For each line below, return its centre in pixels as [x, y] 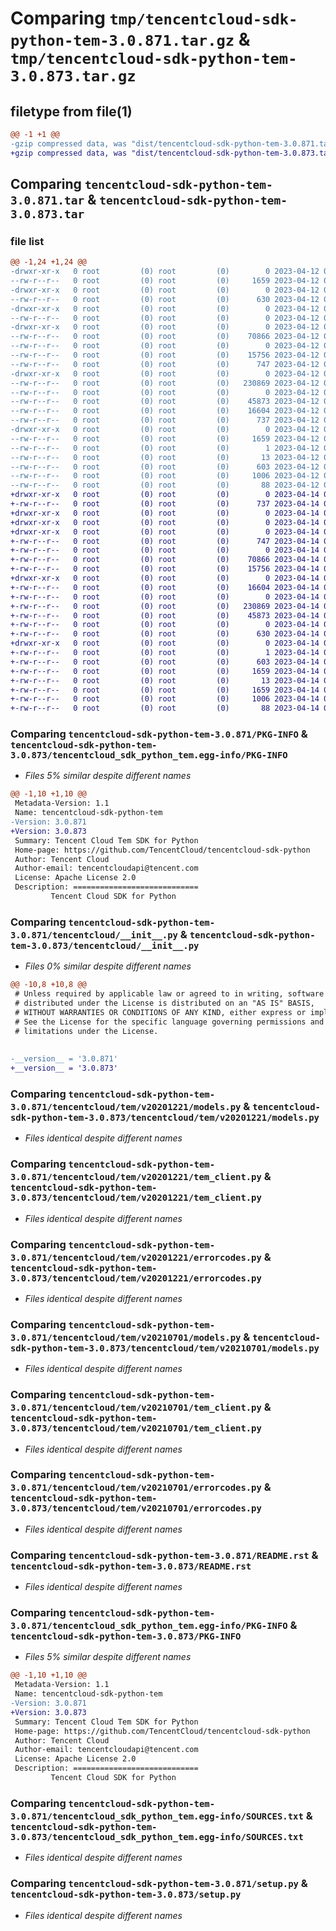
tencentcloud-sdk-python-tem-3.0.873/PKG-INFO [126, 1636]
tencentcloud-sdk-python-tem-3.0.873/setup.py [126, 1895]
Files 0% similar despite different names [108, 966]
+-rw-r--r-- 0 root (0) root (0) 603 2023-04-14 [165, 662]
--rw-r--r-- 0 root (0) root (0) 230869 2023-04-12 [165, 383]
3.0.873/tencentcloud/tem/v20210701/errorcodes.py [136, 1508]
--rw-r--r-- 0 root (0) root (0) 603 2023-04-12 [165, 467]
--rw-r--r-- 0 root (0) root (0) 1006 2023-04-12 [165, 476]
